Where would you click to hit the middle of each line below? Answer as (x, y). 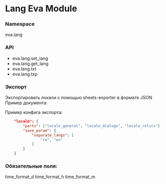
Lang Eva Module (41, 9)
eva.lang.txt (24, 69)
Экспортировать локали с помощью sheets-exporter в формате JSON (79, 98)
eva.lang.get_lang (30, 63)
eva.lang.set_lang (30, 58)
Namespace (20, 24)
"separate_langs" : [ (53, 135)
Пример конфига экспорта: (34, 112)
